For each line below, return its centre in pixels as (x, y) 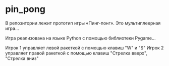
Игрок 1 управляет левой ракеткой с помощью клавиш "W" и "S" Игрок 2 (84, 47)
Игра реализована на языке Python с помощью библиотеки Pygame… (80, 38)
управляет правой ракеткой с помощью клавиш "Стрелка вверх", (76, 53)
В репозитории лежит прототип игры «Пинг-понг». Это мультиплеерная (83, 23)
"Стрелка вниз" (22, 58)
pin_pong (25, 9)
